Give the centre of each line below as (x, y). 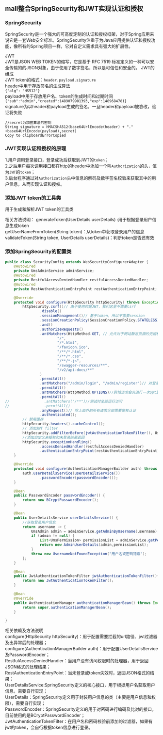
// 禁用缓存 (33, 419)
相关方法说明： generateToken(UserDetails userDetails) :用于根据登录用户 (79, 220)
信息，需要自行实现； (26, 691)
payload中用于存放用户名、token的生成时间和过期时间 (59, 96)
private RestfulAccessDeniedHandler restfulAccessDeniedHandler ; (81, 280)
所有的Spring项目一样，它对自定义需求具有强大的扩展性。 (75, 46)
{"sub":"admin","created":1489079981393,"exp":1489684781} (66, 101)
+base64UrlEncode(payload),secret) (41, 131)
